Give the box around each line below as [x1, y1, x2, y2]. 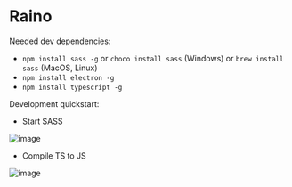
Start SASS [21, 116, 63, 126]
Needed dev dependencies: [9, 36, 111, 46]
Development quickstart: [9, 98, 100, 109]
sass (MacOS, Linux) [21, 62, 98, 73]
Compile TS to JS [21, 150, 86, 161]
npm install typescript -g [21, 83, 123, 92]
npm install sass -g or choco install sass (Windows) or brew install [21, 53, 284, 63]
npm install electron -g [21, 73, 115, 82]
